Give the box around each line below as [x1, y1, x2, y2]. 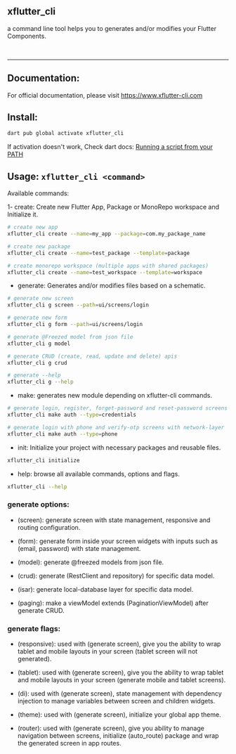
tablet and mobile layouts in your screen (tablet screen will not [17, 646, 198, 656]
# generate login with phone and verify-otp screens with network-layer [7, 424, 225, 431]
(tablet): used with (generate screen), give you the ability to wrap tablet [17, 668, 224, 677]
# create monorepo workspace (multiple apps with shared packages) [7, 262, 209, 269]
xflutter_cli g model [7, 340, 71, 347]
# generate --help [7, 372, 61, 379]
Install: [7, 112, 39, 124]
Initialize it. [7, 210, 39, 219]
